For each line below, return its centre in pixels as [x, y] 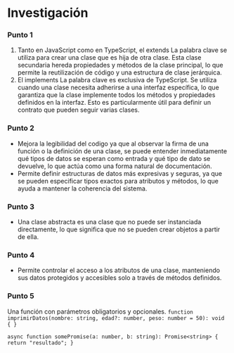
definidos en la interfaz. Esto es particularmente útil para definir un [114, 103]
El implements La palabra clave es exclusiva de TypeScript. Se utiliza [117, 80]
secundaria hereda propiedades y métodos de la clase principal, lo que [120, 65]
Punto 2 [21, 128]
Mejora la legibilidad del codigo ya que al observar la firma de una [113, 143]
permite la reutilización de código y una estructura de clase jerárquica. [120, 72]
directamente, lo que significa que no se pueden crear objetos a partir [119, 229]
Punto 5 [21, 296]
